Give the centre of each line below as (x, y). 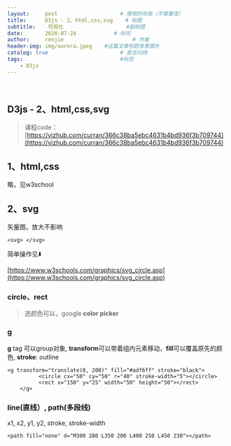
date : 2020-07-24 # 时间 (69, 33)
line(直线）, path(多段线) (49, 408)
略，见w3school (30, 185)
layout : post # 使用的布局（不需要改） (96, 14)
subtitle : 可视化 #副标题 (76, 27)
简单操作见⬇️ (24, 254)
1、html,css (33, 166)
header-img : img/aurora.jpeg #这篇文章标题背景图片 (84, 46)
